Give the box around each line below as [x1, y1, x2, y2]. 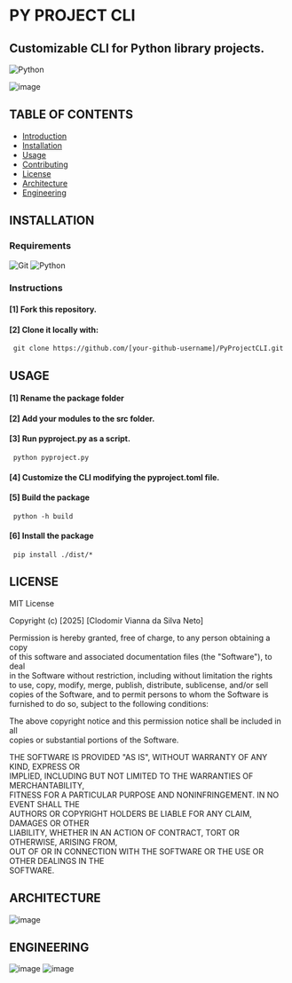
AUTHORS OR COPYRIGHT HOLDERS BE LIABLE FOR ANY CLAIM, [9, 808, 253, 819]
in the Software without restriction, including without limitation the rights [9, 670, 273, 680]
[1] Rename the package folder [9, 392, 124, 404]
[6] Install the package [9, 530, 94, 542]
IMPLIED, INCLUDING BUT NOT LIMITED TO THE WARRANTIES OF [9, 770, 254, 781]
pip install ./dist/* [12, 551, 93, 559]
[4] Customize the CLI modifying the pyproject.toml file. [9, 472, 220, 482]
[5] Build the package [9, 492, 91, 503]
